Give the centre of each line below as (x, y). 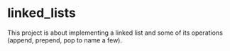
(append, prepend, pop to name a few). (65, 40)
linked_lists (42, 13)
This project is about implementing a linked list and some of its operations (115, 33)
